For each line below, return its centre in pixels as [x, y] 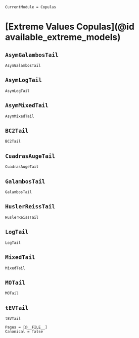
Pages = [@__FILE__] [26, 327]
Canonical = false [24, 332]
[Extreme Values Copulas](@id [70, 27]
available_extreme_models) [63, 37]
